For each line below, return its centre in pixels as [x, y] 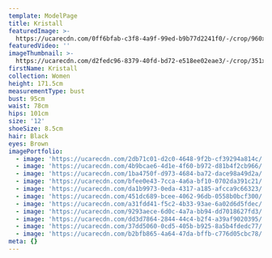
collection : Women [39, 76]
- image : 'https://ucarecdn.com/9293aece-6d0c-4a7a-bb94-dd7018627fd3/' [141, 211]
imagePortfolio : [36, 151]
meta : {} [23, 242]
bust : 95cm [27, 99]
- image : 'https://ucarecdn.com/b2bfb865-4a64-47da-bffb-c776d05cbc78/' [141, 234]
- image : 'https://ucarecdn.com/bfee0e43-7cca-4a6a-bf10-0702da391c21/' [141, 182]
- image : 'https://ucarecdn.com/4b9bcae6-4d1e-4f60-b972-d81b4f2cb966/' [141, 167]
